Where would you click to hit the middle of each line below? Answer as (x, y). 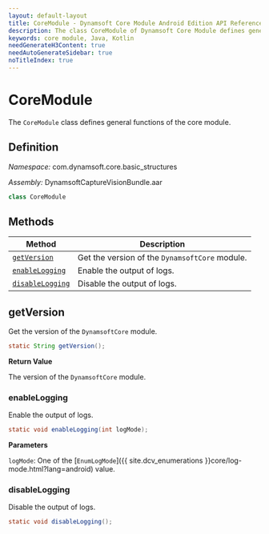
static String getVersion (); (57, 346)
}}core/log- (223, 460)
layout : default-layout (48, 16)
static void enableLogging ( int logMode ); (78, 430)
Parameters (28, 445)
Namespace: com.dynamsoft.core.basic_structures (93, 167)
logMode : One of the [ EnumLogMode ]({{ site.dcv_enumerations (106, 460)
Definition (33, 148)
